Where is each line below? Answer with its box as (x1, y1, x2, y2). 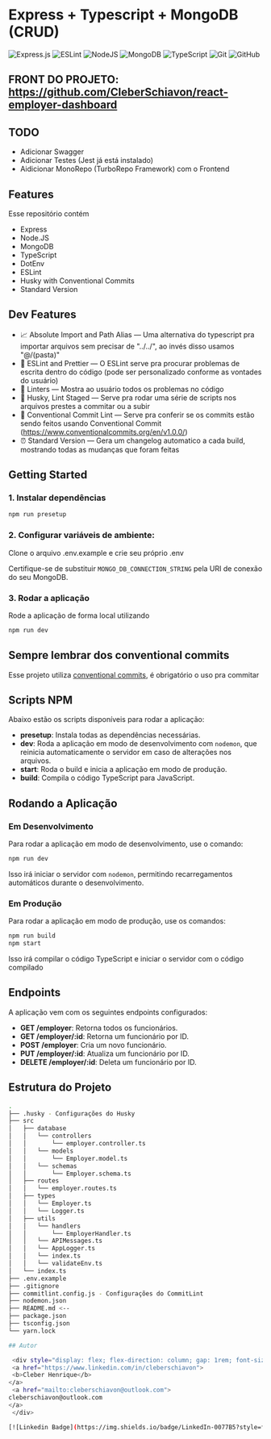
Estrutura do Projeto (8, 1081, 112, 1095)
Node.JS (19, 232, 50, 243)
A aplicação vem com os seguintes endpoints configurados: (8, 1007, 208, 1017)
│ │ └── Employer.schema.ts (8, 1170, 131, 1178)
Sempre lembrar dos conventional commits (8, 649, 230, 662)
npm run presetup (8, 511, 67, 519)
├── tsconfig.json (8, 1320, 70, 1328)
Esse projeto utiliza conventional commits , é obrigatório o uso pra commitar (8, 669, 260, 679)
